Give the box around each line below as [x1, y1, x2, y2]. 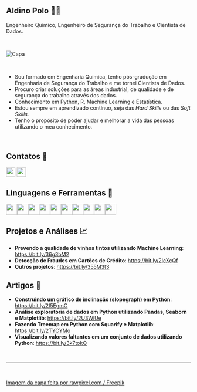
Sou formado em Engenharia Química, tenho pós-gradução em [14, 73, 167, 80]
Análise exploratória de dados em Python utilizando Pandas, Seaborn [14, 309, 188, 316]
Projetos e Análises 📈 [6, 226, 88, 236]
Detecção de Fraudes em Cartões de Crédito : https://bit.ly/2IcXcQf [14, 257, 178, 264]
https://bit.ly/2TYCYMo [14, 327, 71, 334]
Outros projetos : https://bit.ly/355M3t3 [14, 263, 110, 271]
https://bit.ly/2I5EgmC [14, 302, 68, 309]
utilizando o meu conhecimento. [14, 123, 93, 130]
